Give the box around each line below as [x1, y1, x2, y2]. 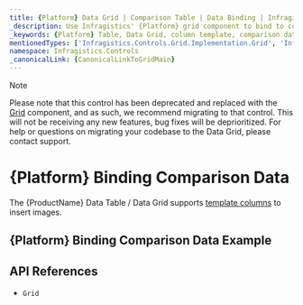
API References [9, 263, 98, 279]
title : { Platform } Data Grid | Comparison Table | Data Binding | [9, 13, 264, 23]
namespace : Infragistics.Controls [9, 47, 140, 56]
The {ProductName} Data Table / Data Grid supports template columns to [9, 197, 281, 208]
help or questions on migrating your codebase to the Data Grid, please [9, 126, 271, 136]
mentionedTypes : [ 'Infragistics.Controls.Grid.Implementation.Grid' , [9, 38, 277, 48]
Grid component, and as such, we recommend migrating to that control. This [9, 107, 294, 117]
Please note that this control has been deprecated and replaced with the [9, 97, 278, 108]
